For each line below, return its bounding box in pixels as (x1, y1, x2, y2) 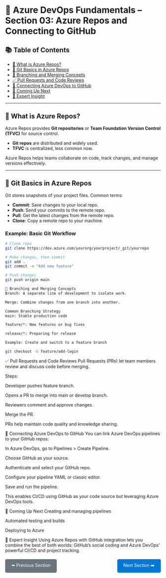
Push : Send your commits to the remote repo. (12, 207, 105, 213)
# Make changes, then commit (5, 255, 65, 260)
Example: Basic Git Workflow (5, 230, 76, 237)
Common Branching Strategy (5, 309, 61, 313)
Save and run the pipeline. (5, 484, 58, 489)
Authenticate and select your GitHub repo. (5, 464, 91, 470)
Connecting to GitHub (5, 26, 96, 37)
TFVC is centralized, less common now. (12, 145, 93, 151)
